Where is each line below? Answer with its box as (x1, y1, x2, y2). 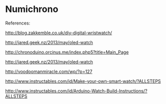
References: (5, 20, 30, 26)
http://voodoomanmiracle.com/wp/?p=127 (5, 68, 93, 74)
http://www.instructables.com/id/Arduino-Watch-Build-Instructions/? (5, 87, 147, 93)
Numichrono (5, 3, 59, 15)
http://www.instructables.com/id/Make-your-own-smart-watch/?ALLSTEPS (5, 78, 161, 84)
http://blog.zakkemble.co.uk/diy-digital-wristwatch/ (5, 29, 112, 35)
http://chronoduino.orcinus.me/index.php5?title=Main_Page (5, 49, 129, 55)
